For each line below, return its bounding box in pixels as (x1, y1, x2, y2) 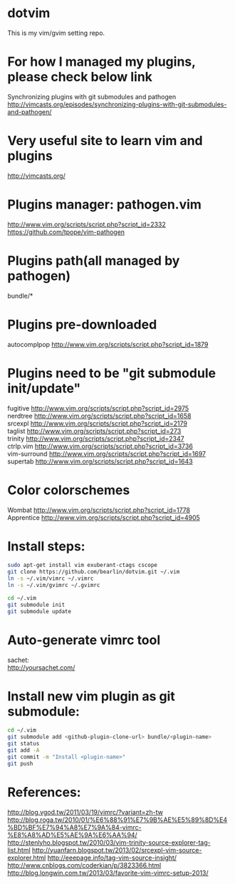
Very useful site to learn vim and (7, 133, 203, 149)
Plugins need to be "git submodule (7, 365, 216, 381)
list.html (7, 845, 31, 854)
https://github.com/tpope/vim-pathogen (7, 227, 125, 236)
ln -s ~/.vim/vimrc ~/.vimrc (7, 575, 94, 583)
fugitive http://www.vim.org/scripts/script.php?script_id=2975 (7, 403, 189, 412)
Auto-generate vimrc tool (7, 632, 161, 648)
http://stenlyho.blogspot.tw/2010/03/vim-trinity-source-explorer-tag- (7, 838, 211, 847)
